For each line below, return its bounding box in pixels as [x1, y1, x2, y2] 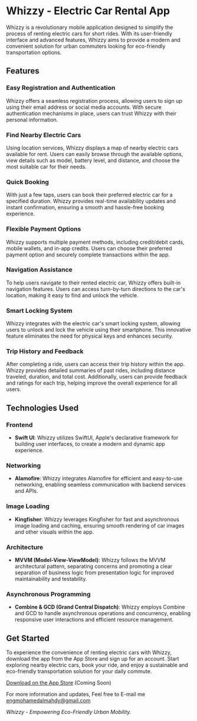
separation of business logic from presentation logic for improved [14, 569, 174, 576]
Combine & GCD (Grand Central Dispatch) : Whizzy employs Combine [14, 603, 185, 610]
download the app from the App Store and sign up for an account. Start [6, 655, 179, 662]
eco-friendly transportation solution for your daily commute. [6, 668, 152, 675]
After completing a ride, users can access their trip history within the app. [6, 361, 185, 368]
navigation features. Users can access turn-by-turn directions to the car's [6, 285, 186, 292]
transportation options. [6, 49, 62, 56]
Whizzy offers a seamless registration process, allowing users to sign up [6, 97, 182, 104]
